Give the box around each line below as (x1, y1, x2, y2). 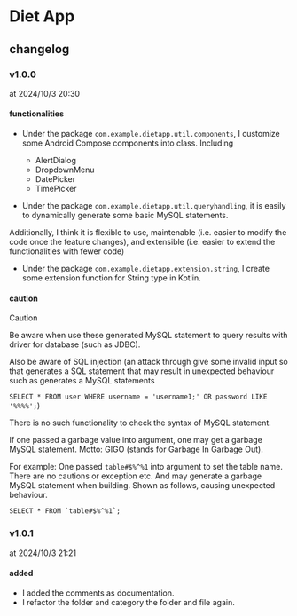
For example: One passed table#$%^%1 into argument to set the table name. (9, 462, 284, 472)
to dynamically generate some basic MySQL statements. (21, 210, 229, 221)
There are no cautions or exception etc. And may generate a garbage (9, 470, 262, 481)
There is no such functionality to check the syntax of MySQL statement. (9, 417, 272, 428)
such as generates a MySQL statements (9, 375, 155, 386)
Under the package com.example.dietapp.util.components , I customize (21, 129, 281, 139)
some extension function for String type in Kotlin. (21, 272, 201, 283)
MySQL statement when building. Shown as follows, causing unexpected (9, 480, 276, 491)
